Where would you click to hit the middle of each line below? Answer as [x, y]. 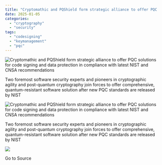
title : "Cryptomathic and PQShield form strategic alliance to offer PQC [81, 9]
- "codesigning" [26, 37]
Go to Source [18, 158]
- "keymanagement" [28, 41]
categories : [17, 18]
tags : [10, 32]
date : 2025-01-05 [23, 14]
